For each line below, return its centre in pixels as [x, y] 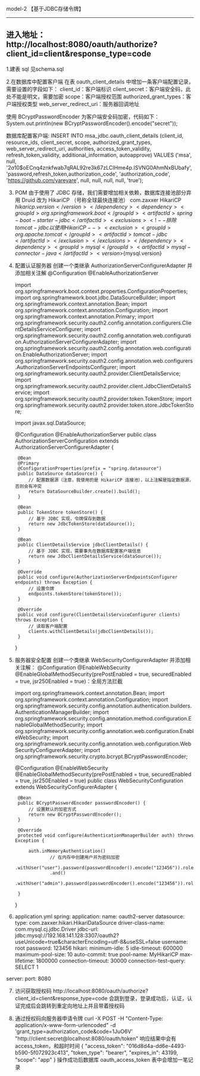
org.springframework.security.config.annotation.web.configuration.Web [103, 744]
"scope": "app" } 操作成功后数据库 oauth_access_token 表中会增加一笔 [101, 1059]
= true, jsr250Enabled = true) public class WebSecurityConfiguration [99, 780]
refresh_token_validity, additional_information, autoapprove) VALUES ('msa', [99, 155]
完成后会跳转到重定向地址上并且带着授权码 [72, 1006]
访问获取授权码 [33, 991]
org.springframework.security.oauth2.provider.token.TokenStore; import [103, 398]
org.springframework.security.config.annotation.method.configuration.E [103, 718]
